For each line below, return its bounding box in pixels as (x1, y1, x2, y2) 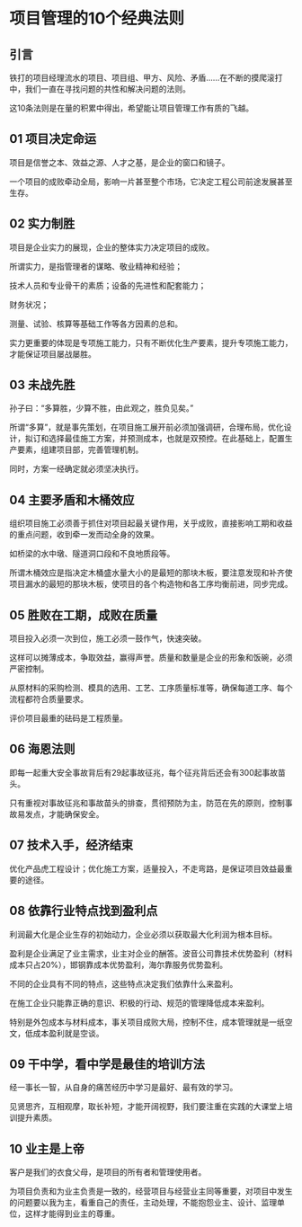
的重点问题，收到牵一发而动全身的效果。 (9, 529, 159, 540)
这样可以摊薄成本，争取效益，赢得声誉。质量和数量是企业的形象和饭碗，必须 (9, 653, 293, 663)
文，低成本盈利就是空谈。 (9, 1027, 104, 1038)
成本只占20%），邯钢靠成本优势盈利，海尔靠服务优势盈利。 (9, 959, 228, 970)
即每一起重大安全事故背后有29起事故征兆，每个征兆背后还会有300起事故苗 (9, 767, 286, 778)
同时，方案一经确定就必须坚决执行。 (9, 464, 144, 475)
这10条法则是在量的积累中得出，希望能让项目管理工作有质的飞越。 (9, 102, 254, 113)
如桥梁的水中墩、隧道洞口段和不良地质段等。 (9, 548, 175, 559)
